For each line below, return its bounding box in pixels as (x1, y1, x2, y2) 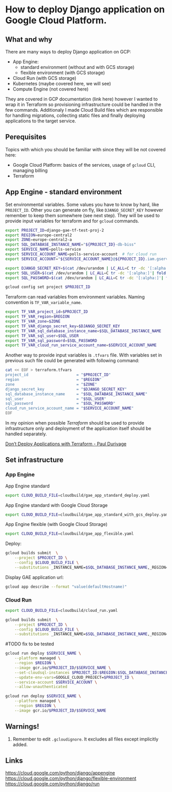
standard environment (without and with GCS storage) (20, 64, 135, 70)
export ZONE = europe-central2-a (5, 237, 72, 242)
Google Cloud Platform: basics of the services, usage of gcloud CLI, (12, 162, 156, 168)
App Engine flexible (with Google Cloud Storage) (5, 521, 107, 527)
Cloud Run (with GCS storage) (12, 75, 77, 81)
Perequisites (5, 133, 47, 142)
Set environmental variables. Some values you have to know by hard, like (5, 201, 159, 207)
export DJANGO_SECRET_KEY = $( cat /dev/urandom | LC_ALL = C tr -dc (5, 266, 145, 271)
